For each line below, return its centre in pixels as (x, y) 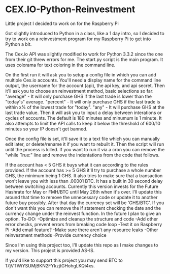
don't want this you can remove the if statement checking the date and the (83, 208)
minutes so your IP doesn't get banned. (46, 129)
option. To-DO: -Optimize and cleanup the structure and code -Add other (82, 219)
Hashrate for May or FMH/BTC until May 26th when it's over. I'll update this (84, 191)
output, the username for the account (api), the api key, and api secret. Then (85, 86)
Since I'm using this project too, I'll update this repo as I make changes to (82, 245)
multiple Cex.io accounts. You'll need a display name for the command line (83, 80)
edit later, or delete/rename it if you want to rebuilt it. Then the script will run (85, 144)
